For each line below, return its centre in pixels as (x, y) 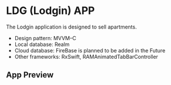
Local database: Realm (42, 44)
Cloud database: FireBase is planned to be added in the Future (90, 50)
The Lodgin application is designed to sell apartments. (71, 27)
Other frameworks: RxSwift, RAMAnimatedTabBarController (86, 56)
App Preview (30, 75)
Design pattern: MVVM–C (45, 38)
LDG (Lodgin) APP (50, 11)
